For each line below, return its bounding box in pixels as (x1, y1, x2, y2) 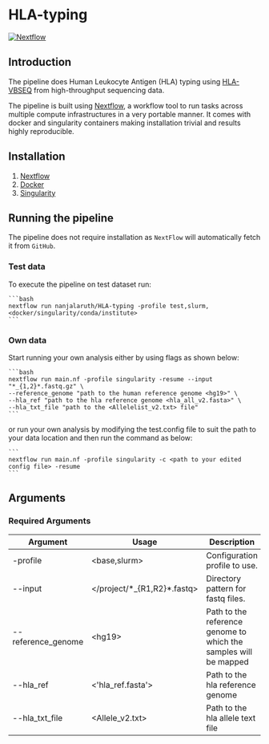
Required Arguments (8, 515, 91, 526)
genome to (206, 626, 247, 637)
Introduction (8, 55, 72, 69)
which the (206, 636, 243, 647)
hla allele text (206, 712, 256, 723)
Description (209, 536, 255, 547)
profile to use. (206, 559, 259, 571)
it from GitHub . (8, 241, 56, 250)
